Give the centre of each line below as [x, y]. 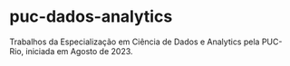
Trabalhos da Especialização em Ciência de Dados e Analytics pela [135, 42]
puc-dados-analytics [91, 17]
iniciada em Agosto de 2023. [79, 51]
